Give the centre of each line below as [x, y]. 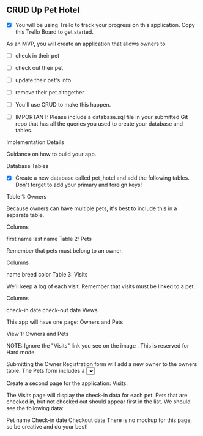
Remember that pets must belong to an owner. [65, 251]
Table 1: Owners [27, 197]
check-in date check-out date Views [52, 310]
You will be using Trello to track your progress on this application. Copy [105, 25]
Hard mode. [21, 353]
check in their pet [37, 55]
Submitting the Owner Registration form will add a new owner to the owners [102, 364]
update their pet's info [43, 80]
